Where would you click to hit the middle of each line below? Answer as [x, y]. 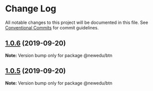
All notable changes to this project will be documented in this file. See [77, 22]
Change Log [31, 9]
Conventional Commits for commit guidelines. [52, 27]
